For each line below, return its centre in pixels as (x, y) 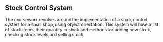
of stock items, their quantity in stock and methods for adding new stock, (78, 29)
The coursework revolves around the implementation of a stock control (76, 19)
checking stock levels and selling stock (44, 34)
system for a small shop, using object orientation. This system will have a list (82, 24)
